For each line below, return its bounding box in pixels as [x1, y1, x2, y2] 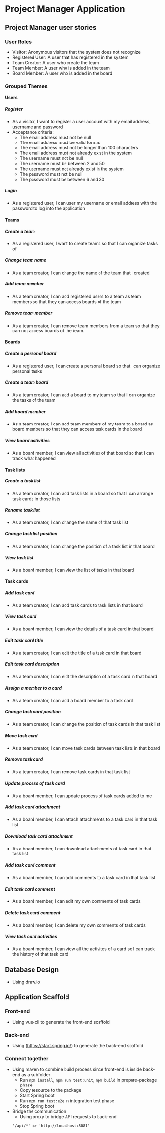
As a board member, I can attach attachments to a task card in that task [12, 816, 158, 822]
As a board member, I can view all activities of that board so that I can [12, 450, 154, 456]
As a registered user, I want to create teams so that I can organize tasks [12, 240, 158, 246]
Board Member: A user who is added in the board [12, 70, 113, 76]
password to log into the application [12, 205, 85, 211]
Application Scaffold [5, 993, 70, 1001]
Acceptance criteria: [12, 129, 54, 135]
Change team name [5, 257, 47, 263]
